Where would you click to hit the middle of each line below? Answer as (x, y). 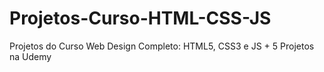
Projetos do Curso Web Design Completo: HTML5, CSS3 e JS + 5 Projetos (162, 46)
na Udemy (30, 56)
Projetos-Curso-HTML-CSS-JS (140, 18)
